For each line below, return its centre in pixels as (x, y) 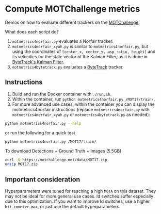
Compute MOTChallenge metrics (72, 9)
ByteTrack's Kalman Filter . (38, 62)
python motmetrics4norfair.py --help (43, 123)
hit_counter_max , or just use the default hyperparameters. (63, 207)
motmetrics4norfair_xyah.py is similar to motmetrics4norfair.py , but (80, 46)
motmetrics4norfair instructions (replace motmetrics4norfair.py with (81, 109)
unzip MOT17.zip (21, 164)
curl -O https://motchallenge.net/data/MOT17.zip (56, 160)
